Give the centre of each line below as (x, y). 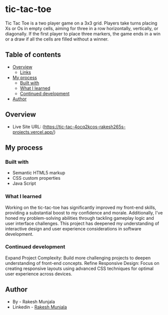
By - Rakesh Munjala (33, 301)
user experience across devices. (39, 273)
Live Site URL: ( (28, 127)
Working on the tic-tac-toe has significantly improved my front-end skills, (81, 207)
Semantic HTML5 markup (39, 173)
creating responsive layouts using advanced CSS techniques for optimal (79, 268)
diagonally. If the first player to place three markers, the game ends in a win (83, 34)
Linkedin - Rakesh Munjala (40, 307)
